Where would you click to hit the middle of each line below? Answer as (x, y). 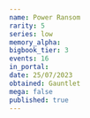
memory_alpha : (35, 42)
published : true (39, 100)
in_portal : (29, 67)
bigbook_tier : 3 (39, 51)
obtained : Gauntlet (45, 83)
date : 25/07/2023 (41, 75)
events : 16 (29, 59)
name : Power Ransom (45, 17)
